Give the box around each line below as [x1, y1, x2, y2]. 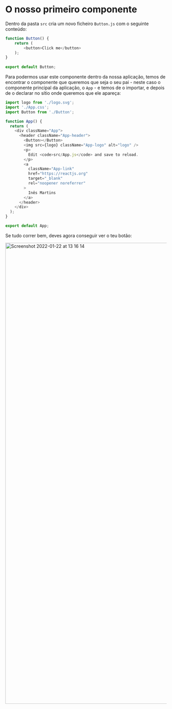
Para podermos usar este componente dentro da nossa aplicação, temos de [5, 74, 166, 80]
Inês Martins [28, 190, 56, 195]
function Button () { [5, 36, 50, 41]
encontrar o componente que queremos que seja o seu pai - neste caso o [5, 79, 161, 86]
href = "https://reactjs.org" [28, 171, 88, 176]
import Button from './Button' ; [5, 109, 74, 115]
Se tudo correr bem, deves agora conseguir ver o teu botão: [5, 232, 132, 239]
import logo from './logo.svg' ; [5, 100, 74, 106]
